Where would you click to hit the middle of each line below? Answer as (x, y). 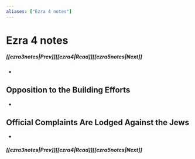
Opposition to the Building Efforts (68, 90)
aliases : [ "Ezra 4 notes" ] (39, 11)
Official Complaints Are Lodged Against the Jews (97, 122)
